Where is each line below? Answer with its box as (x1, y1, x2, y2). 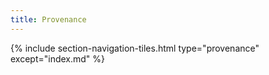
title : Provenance (10, 14, 87, 25)
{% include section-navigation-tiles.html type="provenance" (10, 42, 260, 54)
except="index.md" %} (10, 52, 106, 65)
